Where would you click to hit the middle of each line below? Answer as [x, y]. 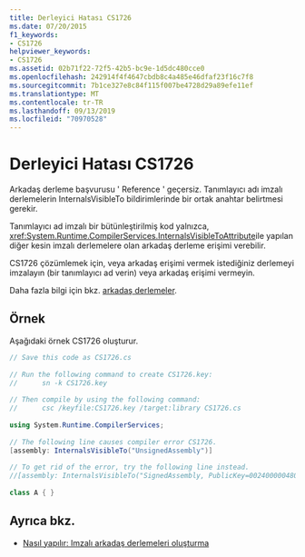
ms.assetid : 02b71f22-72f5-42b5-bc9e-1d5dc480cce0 [107, 69]
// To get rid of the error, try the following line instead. [129, 467]
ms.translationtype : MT [54, 94]
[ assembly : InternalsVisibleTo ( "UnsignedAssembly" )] [111, 451]
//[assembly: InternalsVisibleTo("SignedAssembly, [107, 476]
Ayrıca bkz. [42, 521]
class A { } [32, 492]
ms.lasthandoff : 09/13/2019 [63, 111]
